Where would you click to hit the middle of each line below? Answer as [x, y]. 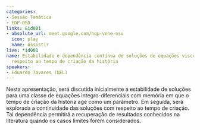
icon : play [25, 39]
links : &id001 [24, 28]
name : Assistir [30, 45]
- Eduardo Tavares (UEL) [37, 72]
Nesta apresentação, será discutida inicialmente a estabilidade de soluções [99, 89]
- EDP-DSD [18, 23]
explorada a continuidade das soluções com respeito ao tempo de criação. [98, 108]
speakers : [18, 67]
